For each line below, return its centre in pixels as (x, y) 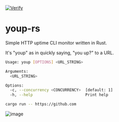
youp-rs (23, 29)
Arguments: (17, 71)
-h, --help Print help (59, 95)
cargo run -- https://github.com (41, 104)
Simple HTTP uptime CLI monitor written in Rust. (56, 43)
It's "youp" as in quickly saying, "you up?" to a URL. (59, 53)
